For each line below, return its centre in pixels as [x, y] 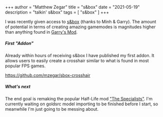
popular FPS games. [25, 66]
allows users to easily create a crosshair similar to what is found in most [77, 60]
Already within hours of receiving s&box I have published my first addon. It [80, 55]
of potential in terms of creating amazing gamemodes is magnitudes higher [80, 27]
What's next [18, 86]
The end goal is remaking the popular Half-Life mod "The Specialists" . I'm [79, 98]
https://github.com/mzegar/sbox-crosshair [48, 75]
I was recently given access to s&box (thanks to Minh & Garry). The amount [81, 22]
